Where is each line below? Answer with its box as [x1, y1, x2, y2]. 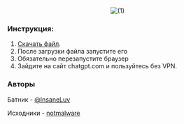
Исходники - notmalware [7, 109, 80, 117]
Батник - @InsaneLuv [7, 95, 71, 104]
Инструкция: [7, 24, 54, 33]
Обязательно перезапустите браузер [17, 54, 129, 63]
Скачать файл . [17, 40, 61, 48]
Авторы [7, 79, 36, 89]
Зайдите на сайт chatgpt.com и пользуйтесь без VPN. [17, 62, 177, 70]
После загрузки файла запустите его [17, 47, 128, 56]
